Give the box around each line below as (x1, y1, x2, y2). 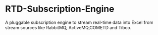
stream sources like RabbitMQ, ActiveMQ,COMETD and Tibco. (5, 24, 132, 30)
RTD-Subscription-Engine (5, 3, 115, 15)
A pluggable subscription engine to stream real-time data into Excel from (5, 19, 154, 25)
